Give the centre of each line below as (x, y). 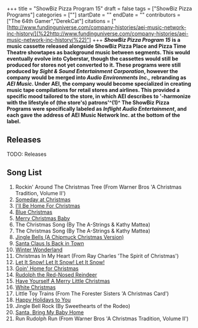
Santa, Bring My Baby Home (49, 312)
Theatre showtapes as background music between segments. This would (98, 52)
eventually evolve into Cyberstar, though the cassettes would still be (93, 59)
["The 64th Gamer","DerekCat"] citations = (59, 21)
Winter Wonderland (39, 250)
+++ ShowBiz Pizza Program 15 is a (136, 40)
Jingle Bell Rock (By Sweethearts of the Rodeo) (72, 306)
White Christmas (35, 287)
